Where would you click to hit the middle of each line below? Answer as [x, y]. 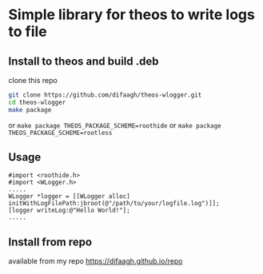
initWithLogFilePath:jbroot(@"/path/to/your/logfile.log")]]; [114, 204]
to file [28, 32]
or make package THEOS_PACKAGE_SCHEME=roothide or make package [115, 125]
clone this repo [33, 80]
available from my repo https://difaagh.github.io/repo [96, 261]
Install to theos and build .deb [84, 61]
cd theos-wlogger [37, 102]
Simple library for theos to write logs [132, 15]
